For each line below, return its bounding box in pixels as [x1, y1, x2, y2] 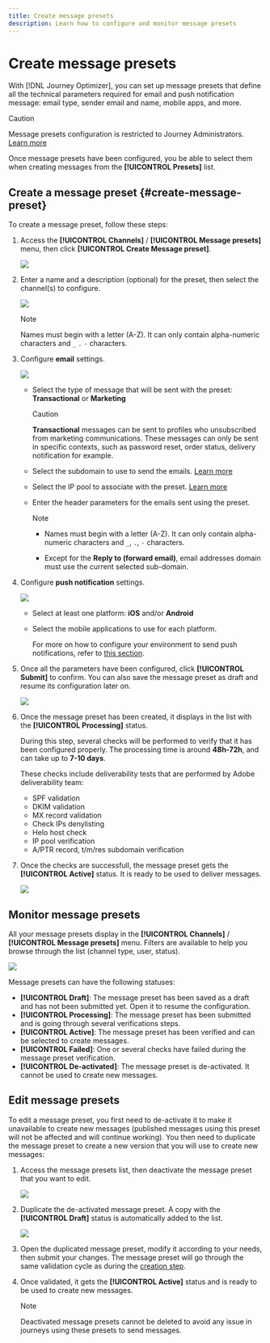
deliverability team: [19, 778, 84, 788]
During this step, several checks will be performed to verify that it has [19, 737, 252, 746]
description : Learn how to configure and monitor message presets [8, 19, 237, 27]
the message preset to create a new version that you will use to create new [8, 1141, 259, 1151]
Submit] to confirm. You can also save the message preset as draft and [19, 673, 259, 682]
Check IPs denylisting [32, 819, 105, 829]
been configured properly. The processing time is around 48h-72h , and [19, 745, 259, 754]
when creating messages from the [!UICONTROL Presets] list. [8, 163, 216, 172]
